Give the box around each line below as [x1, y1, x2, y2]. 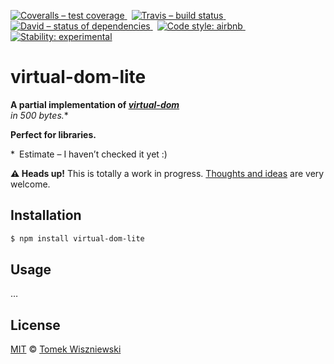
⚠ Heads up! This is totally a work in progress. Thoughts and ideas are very [10, 167, 325, 179]
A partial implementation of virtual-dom [10, 98, 180, 110]
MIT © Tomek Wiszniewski [10, 343, 122, 355]
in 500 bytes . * [10, 109, 69, 121]
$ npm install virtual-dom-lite [10, 233, 145, 244]
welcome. [10, 178, 51, 190]
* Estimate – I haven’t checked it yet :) [10, 148, 168, 160]
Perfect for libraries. [10, 128, 97, 140]
